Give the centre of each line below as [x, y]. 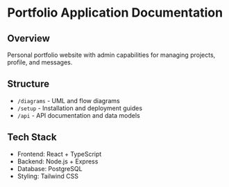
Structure [28, 84]
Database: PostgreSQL [50, 168]
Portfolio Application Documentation [115, 13]
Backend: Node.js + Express [58, 161]
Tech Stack [32, 137]
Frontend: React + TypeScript [59, 154]
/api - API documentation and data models [78, 115]
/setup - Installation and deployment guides [80, 108]
